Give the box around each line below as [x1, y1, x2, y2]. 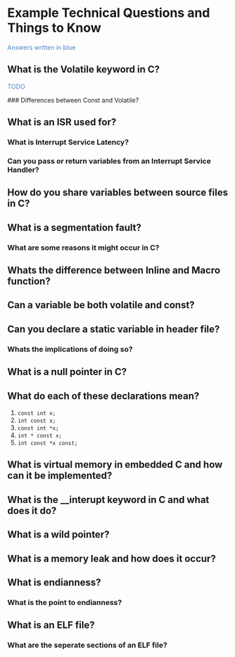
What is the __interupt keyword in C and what [7, 494, 210, 506]
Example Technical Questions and [7, 5, 210, 21]
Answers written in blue [7, 43, 76, 51]
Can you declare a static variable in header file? [7, 323, 220, 335]
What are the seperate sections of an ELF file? [7, 640, 167, 650]
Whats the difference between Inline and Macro [7, 264, 220, 276]
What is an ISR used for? [7, 116, 117, 128]
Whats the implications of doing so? [7, 344, 133, 354]
